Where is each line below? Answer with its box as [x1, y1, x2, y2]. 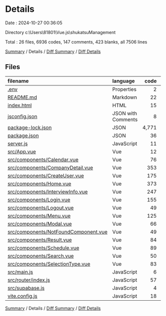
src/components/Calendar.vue [7, 156, 79, 163]
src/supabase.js [7, 284, 45, 291]
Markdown [112, 94, 137, 101]
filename [7, 78, 29, 84]
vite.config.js [7, 292, 38, 299]
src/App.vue [7, 148, 36, 155]
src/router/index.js [7, 276, 50, 283]
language [112, 78, 135, 84]
